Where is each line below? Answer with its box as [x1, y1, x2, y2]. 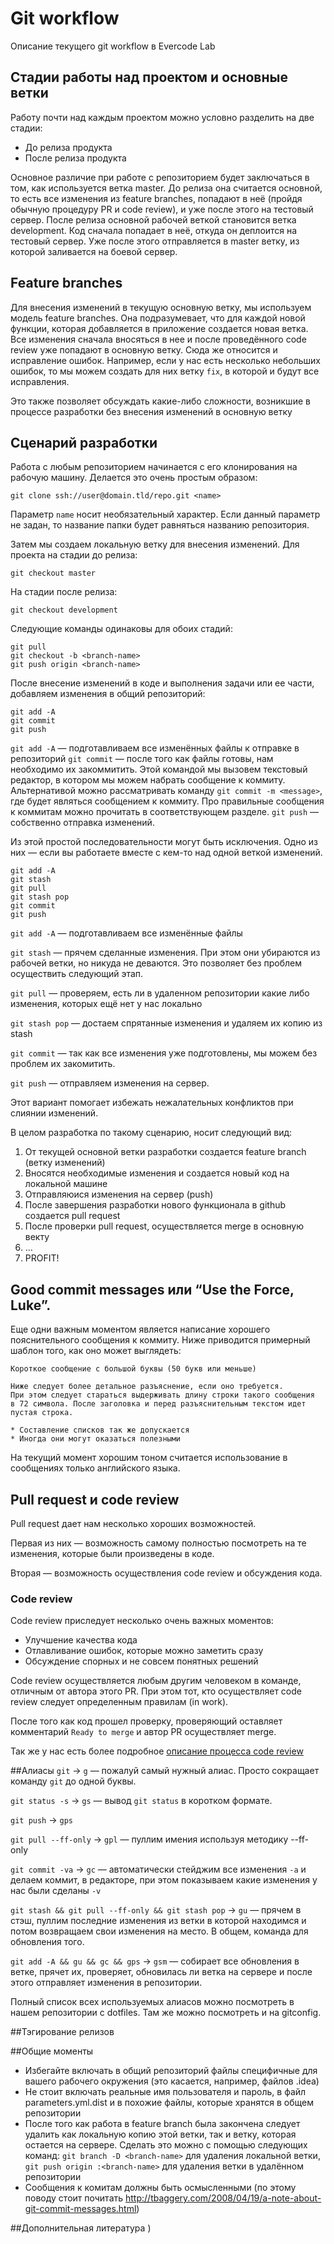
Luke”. [10, 1297, 52, 1314]
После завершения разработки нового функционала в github [24, 1199, 287, 1211]
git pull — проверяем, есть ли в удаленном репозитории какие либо [10, 987, 310, 999]
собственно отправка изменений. [10, 817, 155, 829]
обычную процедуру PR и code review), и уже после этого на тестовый [10, 203, 314, 215]
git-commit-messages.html [24, 2203, 137, 2215]
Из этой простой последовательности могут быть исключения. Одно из [10, 836, 318, 848]
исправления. [10, 375, 70, 387]
